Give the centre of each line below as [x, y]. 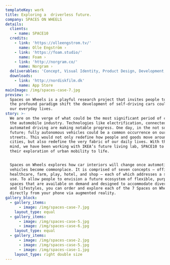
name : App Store [36, 85]
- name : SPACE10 [32, 33]
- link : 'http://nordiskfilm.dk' [50, 81]
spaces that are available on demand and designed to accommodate [81, 184]
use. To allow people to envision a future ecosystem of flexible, [82, 179]
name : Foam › [32, 57]
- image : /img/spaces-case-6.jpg [54, 226]
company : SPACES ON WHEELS [34, 19]
